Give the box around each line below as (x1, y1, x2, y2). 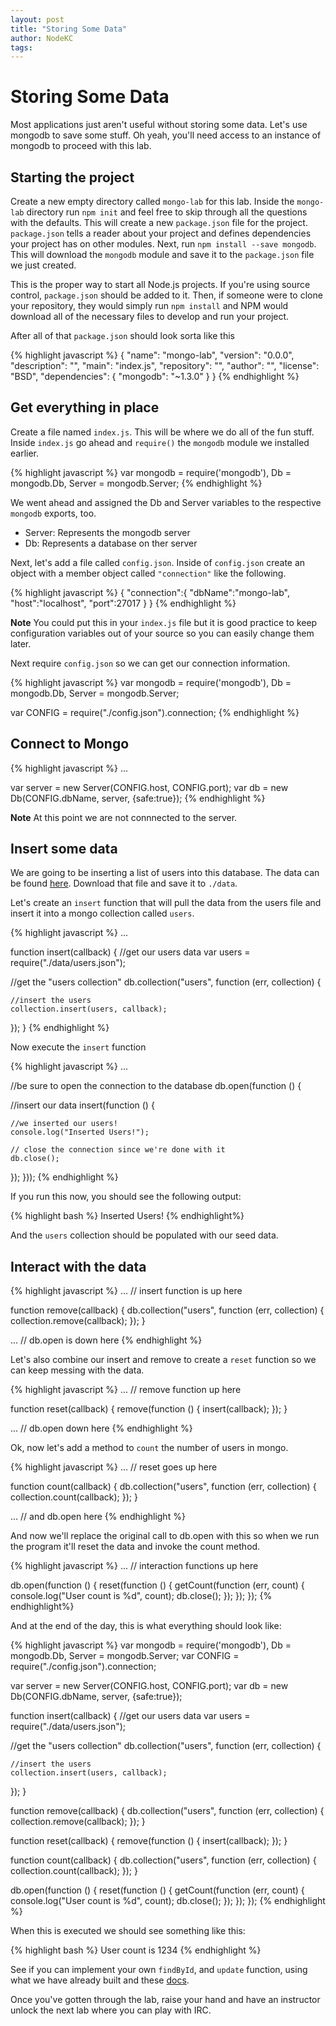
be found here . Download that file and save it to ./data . (10, 877, 238, 890)
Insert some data (10, 841, 118, 858)
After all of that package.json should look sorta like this (10, 330, 236, 341)
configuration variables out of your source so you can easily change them (10, 627, 315, 639)
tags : (10, 42, 33, 53)
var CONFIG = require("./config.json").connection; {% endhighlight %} (10, 706, 300, 718)
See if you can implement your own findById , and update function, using (10, 1964, 308, 1976)
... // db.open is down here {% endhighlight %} (10, 1334, 203, 1346)
